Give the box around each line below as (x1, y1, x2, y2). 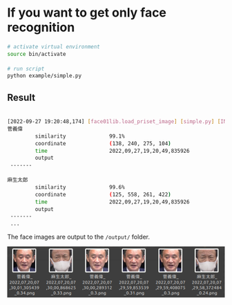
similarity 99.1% (35, 133, 126, 140)
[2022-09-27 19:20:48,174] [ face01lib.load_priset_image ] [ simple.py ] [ (7, 118, 221, 125)
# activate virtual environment (7, 43, 100, 50)
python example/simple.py (7, 73, 81, 80)
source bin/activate (7, 50, 67, 57)
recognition (7, 19, 75, 35)
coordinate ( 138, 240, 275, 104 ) (35, 140, 171, 147)
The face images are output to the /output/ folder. (7, 233, 151, 241)
